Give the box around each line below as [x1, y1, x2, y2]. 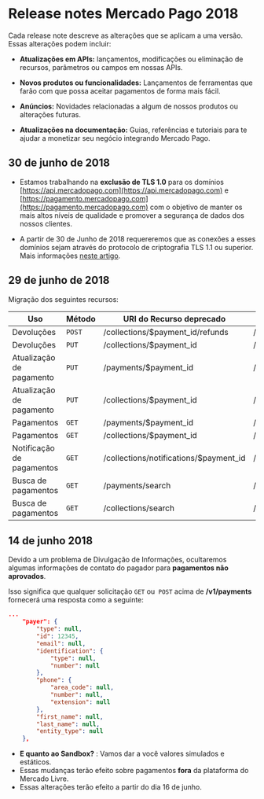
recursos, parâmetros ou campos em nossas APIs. [19, 62, 183, 72]
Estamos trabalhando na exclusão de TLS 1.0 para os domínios [19, 177, 225, 186]
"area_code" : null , [49, 683, 114, 692]
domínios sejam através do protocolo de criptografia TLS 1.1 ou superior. [19, 242, 254, 252]
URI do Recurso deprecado [123, 313, 226, 324]
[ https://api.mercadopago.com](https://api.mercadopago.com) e [19, 186, 229, 195]
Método [65, 313, 96, 324]
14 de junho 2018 [8, 534, 93, 547]
